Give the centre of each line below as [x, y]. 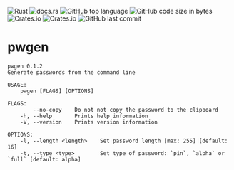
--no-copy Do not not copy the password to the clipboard [126, 110]
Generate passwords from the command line [71, 72]
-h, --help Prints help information [84, 116]
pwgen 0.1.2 [25, 66]
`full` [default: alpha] [44, 159]
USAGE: [17, 85]
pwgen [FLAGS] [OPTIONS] [57, 91]
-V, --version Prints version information [89, 122]
